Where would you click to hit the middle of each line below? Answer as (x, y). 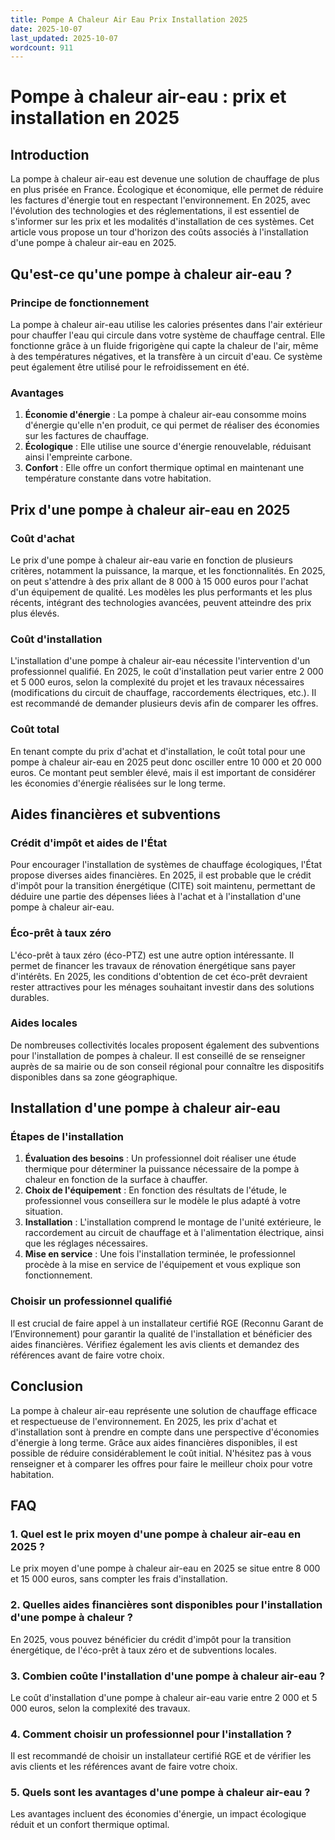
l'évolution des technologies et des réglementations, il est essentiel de (155, 211)
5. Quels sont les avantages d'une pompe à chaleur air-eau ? (160, 1793)
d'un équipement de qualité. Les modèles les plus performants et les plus (161, 592)
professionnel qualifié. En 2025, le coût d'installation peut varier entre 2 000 (167, 672)
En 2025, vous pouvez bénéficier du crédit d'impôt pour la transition (151, 1639)
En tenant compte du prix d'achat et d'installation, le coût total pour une (158, 751)
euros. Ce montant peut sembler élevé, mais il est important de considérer (163, 772)
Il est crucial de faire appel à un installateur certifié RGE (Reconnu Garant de (167, 1323)
